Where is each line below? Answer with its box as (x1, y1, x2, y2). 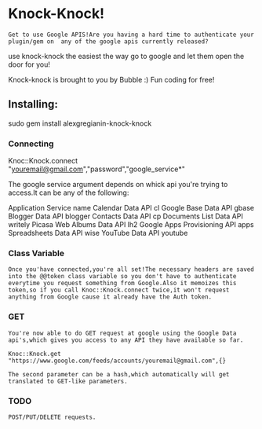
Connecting (8, 138, 54, 149)
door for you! (8, 60, 51, 69)
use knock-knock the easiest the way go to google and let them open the (8, 51, 245, 60)
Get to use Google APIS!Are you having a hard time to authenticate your (8, 31, 255, 38)
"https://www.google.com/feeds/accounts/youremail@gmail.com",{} (8, 357, 226, 365)
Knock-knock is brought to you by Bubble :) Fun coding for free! (8, 75, 215, 84)
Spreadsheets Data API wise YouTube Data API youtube (8, 229, 188, 238)
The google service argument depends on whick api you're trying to (8, 180, 228, 189)
